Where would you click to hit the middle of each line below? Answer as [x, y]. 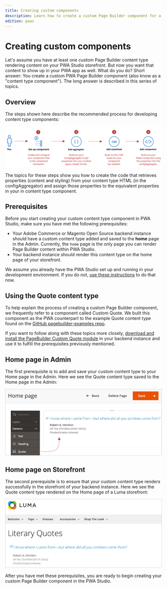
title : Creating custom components [42, 10]
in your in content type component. [41, 191]
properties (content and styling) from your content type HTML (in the [76, 180]
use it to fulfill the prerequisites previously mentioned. [60, 344]
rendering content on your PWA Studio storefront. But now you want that [80, 65]
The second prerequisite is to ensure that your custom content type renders [83, 482]
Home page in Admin [38, 359]
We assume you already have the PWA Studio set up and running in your [79, 270]
